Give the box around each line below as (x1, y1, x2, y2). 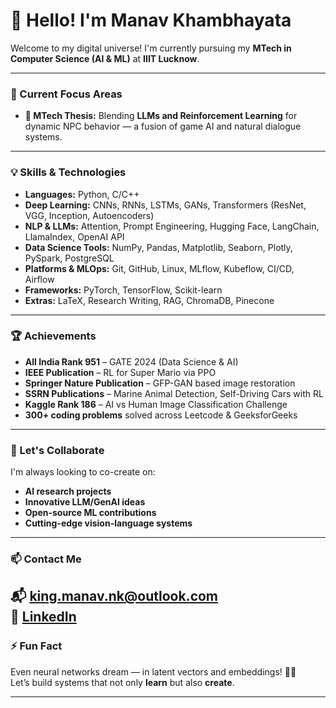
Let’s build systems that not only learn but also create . (10, 676, 235, 688)
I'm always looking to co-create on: (10, 466, 156, 478)
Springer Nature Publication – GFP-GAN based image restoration (24, 377, 296, 389)
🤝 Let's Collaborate (10, 443, 105, 457)
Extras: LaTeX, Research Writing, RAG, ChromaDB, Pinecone (24, 294, 275, 306)
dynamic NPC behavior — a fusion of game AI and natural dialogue (24, 120, 302, 133)
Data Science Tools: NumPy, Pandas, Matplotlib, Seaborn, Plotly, (24, 241, 293, 253)
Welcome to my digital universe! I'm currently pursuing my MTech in (10, 42, 292, 54)
